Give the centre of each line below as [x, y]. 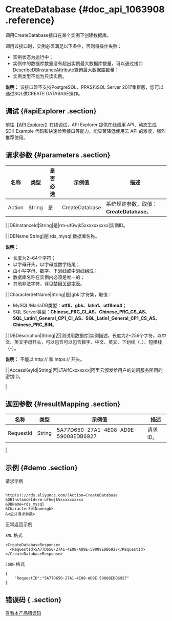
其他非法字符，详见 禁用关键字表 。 [49, 284]
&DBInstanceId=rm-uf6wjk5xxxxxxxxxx [44, 500]
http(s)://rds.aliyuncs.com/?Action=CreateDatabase [61, 495]
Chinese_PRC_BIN [33, 325]
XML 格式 [14, 535]
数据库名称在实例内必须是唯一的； [49, 277]
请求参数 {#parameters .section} [58, 155]
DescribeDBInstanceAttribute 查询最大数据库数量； [66, 70]
